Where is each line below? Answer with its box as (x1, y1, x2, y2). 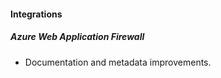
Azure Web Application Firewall (10, 31, 145, 43)
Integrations (10, 8, 63, 20)
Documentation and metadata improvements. (24, 56, 212, 68)
